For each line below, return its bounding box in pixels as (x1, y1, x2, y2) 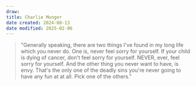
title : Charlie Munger (6, 14, 62, 20)
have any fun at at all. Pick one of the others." (20, 73, 132, 80)
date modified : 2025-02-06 (6, 25, 73, 31)
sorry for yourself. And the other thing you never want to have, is (20, 60, 179, 68)
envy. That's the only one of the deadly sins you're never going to (20, 66, 182, 74)
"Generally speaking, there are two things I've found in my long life (20, 42, 184, 49)
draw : (6, 8, 20, 15)
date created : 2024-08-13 (6, 20, 70, 26)
